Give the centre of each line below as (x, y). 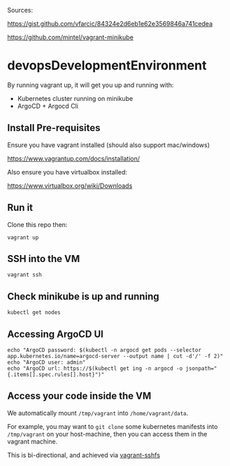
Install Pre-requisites (54, 128)
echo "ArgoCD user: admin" (46, 362)
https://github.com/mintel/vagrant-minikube (71, 37)
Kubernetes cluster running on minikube (75, 98)
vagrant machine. (33, 441)
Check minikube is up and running (83, 296)
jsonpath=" (201, 369)
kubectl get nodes (34, 313)
